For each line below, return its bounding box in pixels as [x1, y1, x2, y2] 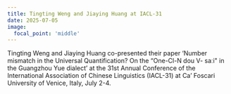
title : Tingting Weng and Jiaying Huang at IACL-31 [7, 10, 162, 18]
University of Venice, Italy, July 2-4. [7, 79, 111, 88]
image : [7, 23, 27, 30]
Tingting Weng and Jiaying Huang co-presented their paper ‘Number [7, 49, 208, 58]
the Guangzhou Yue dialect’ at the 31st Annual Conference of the [7, 64, 196, 72]
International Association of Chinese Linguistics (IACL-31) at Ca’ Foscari [7, 72, 216, 80]
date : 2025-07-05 [7, 17, 58, 24]
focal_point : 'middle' [13, 29, 80, 37]
